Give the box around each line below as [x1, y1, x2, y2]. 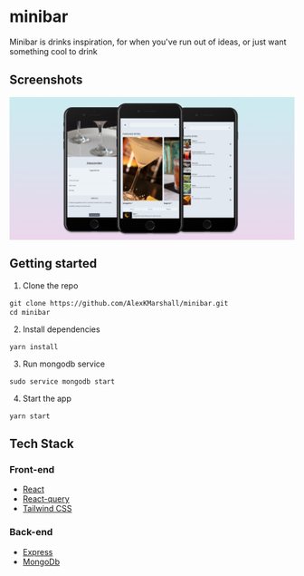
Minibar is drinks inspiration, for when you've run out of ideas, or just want [9, 36, 287, 47]
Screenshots [9, 73, 83, 88]
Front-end [9, 463, 55, 475]
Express [22, 546, 53, 557]
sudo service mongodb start [9, 376, 116, 386]
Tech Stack [9, 435, 74, 451]
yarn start [9, 411, 51, 421]
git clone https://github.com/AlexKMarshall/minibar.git [9, 298, 229, 308]
